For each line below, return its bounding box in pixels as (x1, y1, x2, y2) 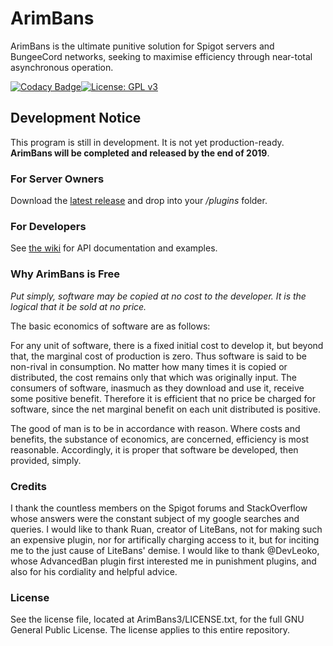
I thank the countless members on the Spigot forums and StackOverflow (10, 502, 308, 514)
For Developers (10, 219, 87, 233)
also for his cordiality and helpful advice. (10, 565, 178, 577)
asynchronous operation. (10, 61, 114, 73)
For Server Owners (10, 172, 105, 186)
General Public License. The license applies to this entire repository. (10, 624, 291, 636)
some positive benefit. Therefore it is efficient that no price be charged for (10, 392, 317, 404)
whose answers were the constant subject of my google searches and (10, 512, 300, 524)
